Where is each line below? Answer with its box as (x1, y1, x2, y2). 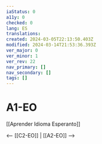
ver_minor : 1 (6, 53, 38, 59)
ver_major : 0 (6, 48, 38, 54)
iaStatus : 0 (6, 8, 35, 15)
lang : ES (6, 25, 28, 32)
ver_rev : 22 (6, 58, 35, 64)
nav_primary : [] (6, 64, 46, 70)
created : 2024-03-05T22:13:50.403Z (6, 36, 94, 42)
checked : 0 (6, 20, 33, 26)
